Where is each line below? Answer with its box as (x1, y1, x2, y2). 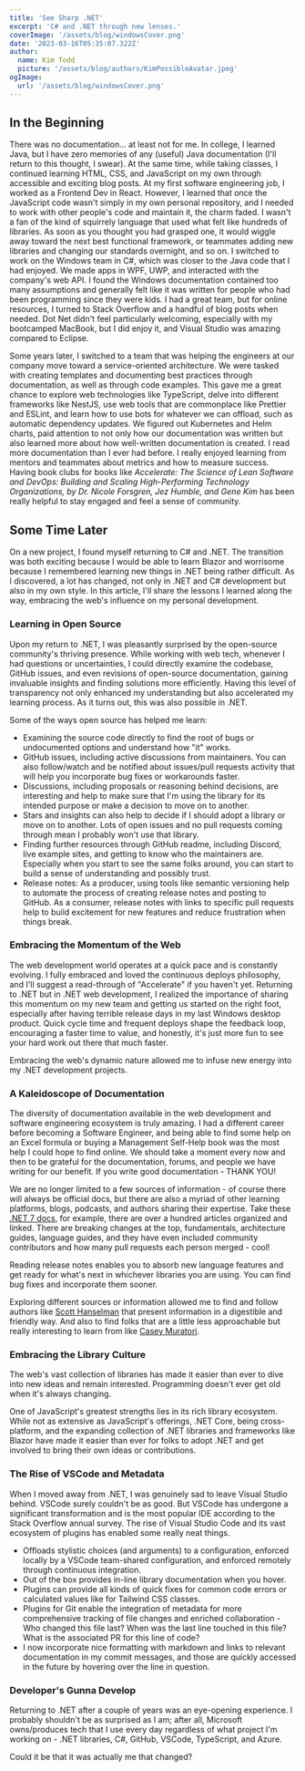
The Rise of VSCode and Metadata (9, 1467, 165, 1480)
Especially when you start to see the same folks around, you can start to (22, 858, 294, 869)
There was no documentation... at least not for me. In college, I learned (9, 139, 276, 150)
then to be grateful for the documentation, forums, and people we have (9, 1156, 276, 1167)
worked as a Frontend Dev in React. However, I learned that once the (9, 188, 268, 199)
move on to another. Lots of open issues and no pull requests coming (22, 819, 283, 830)
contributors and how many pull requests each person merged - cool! (9, 1242, 270, 1253)
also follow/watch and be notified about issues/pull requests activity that (22, 761, 296, 772)
